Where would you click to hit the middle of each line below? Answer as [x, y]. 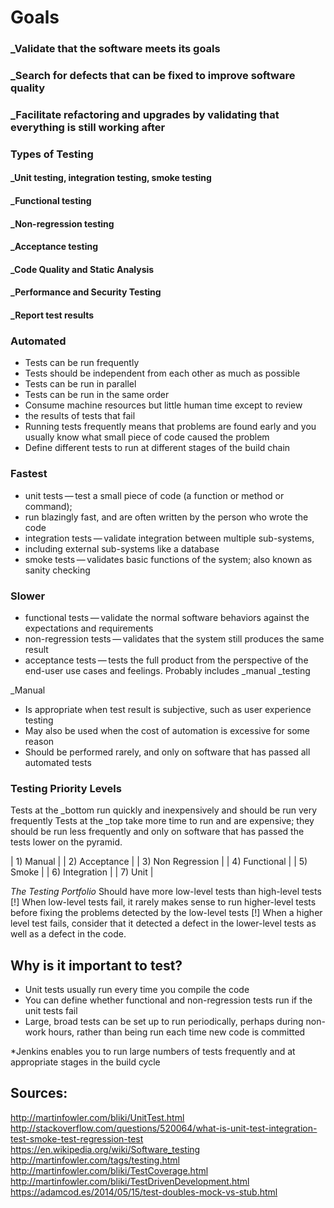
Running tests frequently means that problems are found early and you [170, 427]
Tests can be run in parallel [80, 384]
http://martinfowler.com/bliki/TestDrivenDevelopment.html [130, 1181]
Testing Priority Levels [66, 788]
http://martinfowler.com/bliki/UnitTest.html [97, 1117]
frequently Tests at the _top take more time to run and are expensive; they [162, 821]
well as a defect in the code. [68, 934]
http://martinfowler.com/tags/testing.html [95, 1160]
